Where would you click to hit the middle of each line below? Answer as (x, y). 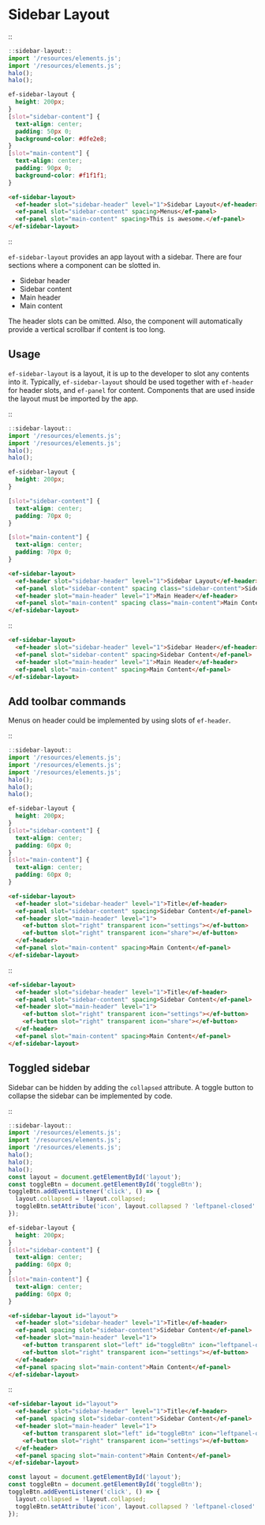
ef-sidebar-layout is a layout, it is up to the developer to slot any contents (129, 373)
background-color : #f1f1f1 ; (62, 176)
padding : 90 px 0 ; (44, 168)
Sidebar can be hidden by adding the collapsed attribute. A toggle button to (131, 1087)
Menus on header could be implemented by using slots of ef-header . (119, 720)
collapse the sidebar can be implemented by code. (91, 1096)
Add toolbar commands (67, 701)
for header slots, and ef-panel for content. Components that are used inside (132, 390)
